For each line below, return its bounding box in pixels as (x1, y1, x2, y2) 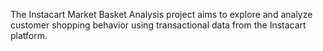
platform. (10, 30, 48, 41)
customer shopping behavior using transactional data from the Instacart (10, 19, 307, 31)
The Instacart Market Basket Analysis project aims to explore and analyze (10, 9, 313, 20)
